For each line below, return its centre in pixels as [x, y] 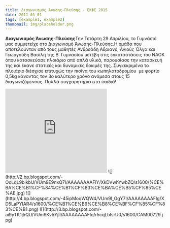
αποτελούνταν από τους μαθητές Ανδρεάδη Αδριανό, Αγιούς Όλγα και [80, 49]
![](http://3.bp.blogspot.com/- [71, 209]
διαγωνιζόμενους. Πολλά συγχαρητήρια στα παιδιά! [61, 82]
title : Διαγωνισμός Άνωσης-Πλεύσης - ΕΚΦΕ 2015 [57, 10]
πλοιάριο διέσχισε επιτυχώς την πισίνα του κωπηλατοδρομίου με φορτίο [82, 71]
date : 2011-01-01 [24, 15]
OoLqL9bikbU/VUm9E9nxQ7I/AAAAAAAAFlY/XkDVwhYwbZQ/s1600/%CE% [85, 182]
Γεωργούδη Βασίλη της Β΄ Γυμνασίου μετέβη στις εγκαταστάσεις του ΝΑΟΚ [85, 55]
